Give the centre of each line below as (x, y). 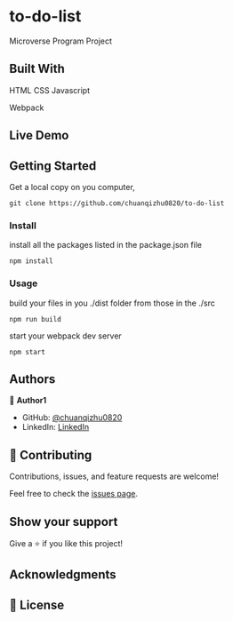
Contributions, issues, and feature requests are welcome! (114, 476)
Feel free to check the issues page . (73, 494)
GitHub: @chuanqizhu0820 (72, 418)
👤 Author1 (28, 401)
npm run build (36, 319)
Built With (37, 69)
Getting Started (53, 166)
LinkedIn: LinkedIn (56, 427)
